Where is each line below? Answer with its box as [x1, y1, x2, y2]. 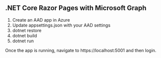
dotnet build [12, 32, 37, 38]
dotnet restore [12, 27, 42, 33]
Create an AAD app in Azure [12, 17, 70, 23]
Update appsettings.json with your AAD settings [12, 22, 110, 28]
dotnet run [12, 38, 34, 44]
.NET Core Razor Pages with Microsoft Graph [5, 4, 147, 12]
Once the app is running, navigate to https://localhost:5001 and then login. [5, 47, 157, 53]
